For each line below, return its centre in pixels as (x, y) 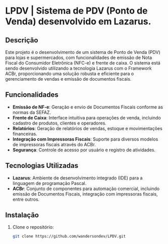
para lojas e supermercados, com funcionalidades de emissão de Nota (79, 57)
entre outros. (26, 199)
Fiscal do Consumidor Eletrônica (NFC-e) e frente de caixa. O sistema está (83, 63)
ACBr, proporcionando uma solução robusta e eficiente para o (70, 74)
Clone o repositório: (33, 227)
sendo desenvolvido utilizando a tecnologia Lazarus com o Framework (79, 68)
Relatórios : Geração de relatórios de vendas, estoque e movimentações (87, 128)
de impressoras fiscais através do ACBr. (54, 144)
